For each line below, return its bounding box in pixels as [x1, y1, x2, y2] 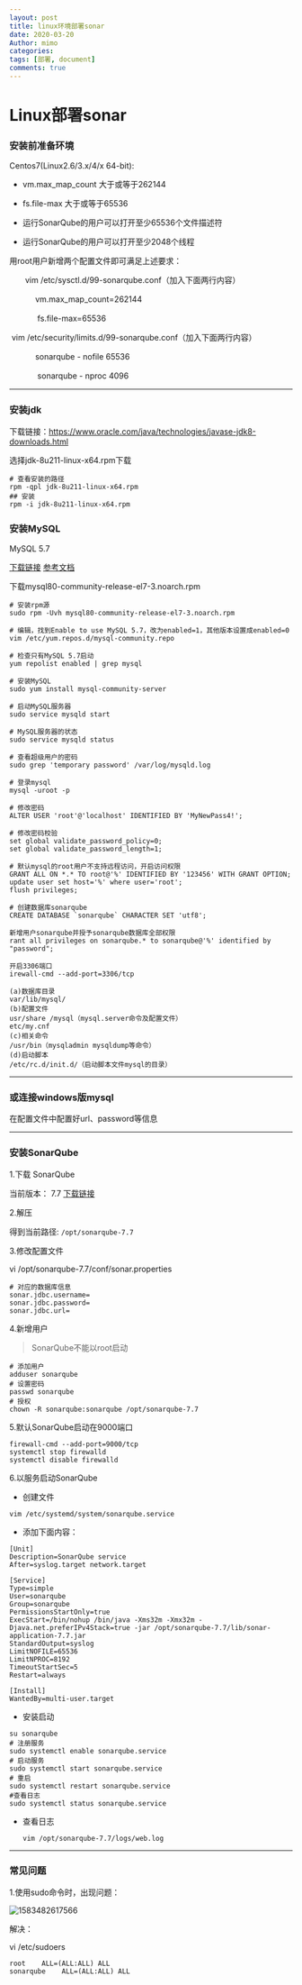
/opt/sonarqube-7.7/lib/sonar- [154, 1623, 271, 1632]
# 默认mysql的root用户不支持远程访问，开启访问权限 [9, 861, 182, 870]
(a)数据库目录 [9, 987, 56, 996]
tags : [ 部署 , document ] [9, 55, 96, 64]
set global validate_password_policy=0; [9, 836, 164, 845]
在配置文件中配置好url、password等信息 [9, 1114, 158, 1125]
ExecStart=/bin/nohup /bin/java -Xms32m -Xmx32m [9, 1615, 195, 1625]
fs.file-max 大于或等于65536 [22, 198, 129, 209]
